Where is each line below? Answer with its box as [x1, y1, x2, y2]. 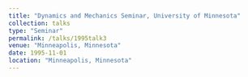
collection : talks [8, 19, 71, 27]
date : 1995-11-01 [8, 49, 67, 57]
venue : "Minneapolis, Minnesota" [8, 42, 122, 50]
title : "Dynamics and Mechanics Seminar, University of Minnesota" [8, 11, 242, 20]
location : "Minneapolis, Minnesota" [8, 57, 132, 65]
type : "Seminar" [8, 26, 63, 34]
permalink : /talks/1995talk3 [8, 34, 107, 43]
